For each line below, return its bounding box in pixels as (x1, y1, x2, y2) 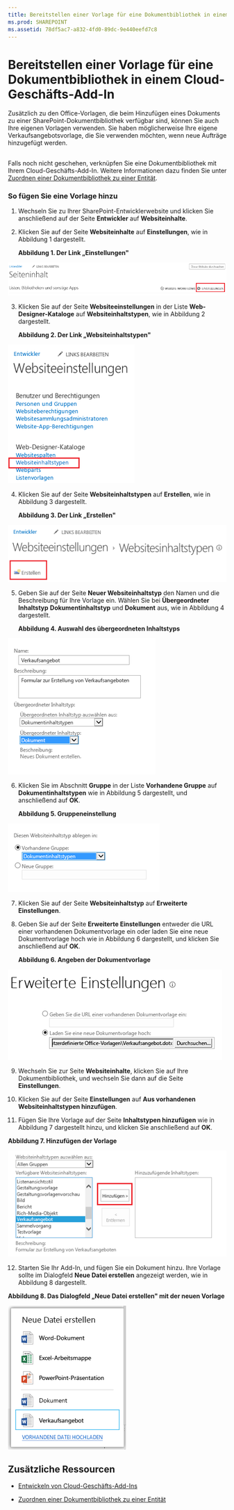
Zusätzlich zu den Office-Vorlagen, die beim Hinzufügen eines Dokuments (8, 109, 221, 117)
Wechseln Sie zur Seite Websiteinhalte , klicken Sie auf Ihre (17, 1067, 189, 1075)
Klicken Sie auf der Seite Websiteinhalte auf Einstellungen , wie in (17, 228, 208, 236)
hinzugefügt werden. (8, 139, 68, 147)
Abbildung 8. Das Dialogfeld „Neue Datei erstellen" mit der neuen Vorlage (8, 1292, 225, 1300)
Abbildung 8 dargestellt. (17, 1278, 87, 1287)
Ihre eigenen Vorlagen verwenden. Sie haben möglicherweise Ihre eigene (8, 124, 218, 132)
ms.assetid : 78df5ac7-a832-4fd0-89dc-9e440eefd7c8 (8, 26, 158, 33)
